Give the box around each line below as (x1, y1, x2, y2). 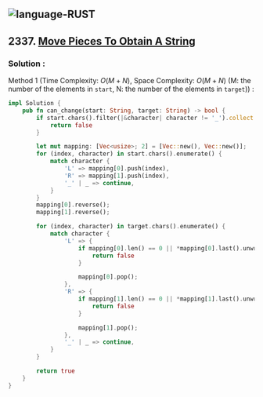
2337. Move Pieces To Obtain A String (8, 35, 196, 48)
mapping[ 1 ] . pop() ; (77, 323, 139, 332)
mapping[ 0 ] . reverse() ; (36, 201, 110, 209)
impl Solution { (8, 100, 61, 107)
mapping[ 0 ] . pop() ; (77, 273, 139, 281)
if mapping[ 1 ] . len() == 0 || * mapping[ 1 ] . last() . (77, 295, 243, 303)
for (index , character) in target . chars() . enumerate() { (36, 223, 225, 231)
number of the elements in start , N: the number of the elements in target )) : (8, 84, 254, 94)
